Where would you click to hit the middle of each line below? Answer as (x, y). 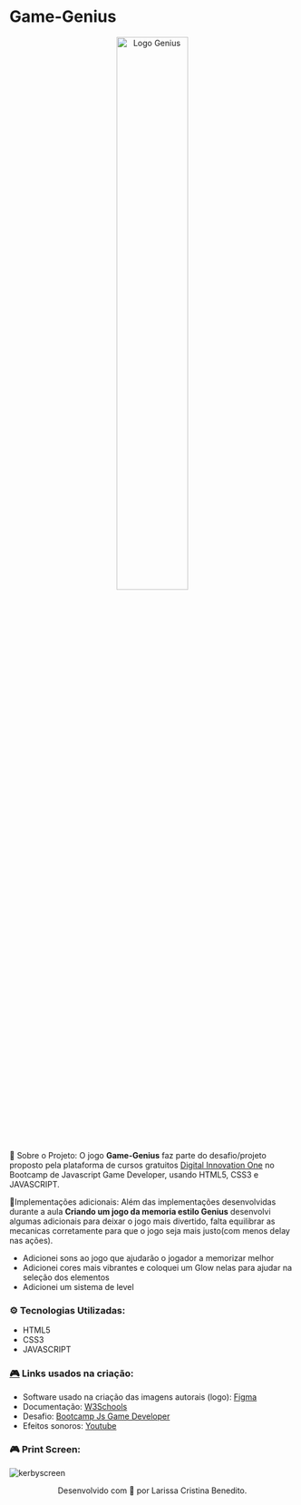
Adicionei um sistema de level (78, 1286)
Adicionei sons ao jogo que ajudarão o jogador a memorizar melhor (148, 1257)
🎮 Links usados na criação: (72, 1373)
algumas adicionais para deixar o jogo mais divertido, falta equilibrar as (142, 1221)
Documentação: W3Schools (75, 1406)
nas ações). (31, 1240)
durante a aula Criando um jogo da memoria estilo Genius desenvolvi (140, 1211)
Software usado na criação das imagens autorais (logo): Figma (140, 1397)
